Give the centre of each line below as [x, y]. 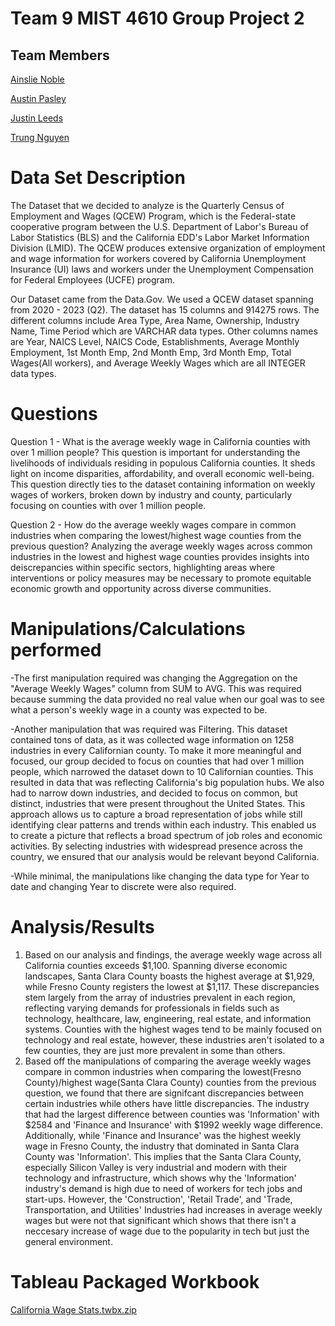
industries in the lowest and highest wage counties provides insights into [160, 556]
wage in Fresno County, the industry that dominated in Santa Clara [162, 1146]
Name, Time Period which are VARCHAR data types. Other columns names [164, 331]
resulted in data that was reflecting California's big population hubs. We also [167, 782]
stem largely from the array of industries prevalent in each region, [160, 997]
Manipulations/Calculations [128, 629]
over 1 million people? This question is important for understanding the [155, 452]
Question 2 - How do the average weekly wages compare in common [153, 524]
